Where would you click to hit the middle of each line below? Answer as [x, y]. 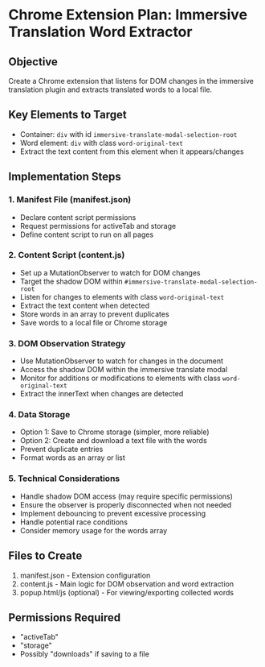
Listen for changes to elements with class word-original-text [122, 296]
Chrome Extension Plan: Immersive [128, 15]
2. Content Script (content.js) [67, 255]
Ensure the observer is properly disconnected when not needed [126, 504]
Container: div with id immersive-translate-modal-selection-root [128, 134]
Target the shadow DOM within [71, 281]
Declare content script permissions [78, 217]
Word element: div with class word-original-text [101, 143]
